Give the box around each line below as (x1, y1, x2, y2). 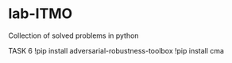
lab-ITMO (8, 5, 73, 23)
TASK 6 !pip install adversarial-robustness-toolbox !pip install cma (8, 46, 225, 55)
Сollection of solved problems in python (8, 31, 139, 40)
